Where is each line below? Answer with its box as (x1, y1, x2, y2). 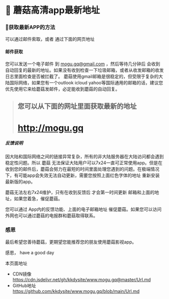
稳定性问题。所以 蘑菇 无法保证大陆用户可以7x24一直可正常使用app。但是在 (5, 160, 162, 166)
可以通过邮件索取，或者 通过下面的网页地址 (5, 36, 95, 42)
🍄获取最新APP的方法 (5, 24, 55, 31)
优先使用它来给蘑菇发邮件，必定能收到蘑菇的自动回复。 (5, 86, 120, 92)
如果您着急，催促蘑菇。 (14, 195, 63, 202)
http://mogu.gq (17, 123, 84, 134)
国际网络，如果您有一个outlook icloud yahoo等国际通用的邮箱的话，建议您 (9, 79, 163, 85)
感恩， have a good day (5, 249, 54, 255)
